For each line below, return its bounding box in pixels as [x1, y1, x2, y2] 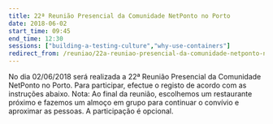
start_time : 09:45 [8, 27, 71, 35]
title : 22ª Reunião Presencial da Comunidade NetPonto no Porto [8, 11, 231, 20]
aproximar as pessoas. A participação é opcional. [8, 106, 174, 116]
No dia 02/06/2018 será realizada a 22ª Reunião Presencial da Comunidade [8, 72, 262, 81]
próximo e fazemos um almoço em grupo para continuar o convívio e [8, 98, 240, 107]
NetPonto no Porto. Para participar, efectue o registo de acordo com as [8, 80, 247, 90]
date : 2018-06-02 [8, 19, 67, 28]
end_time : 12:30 [8, 34, 63, 43]
